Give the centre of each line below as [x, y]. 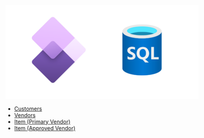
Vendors [25, 115]
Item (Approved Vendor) [45, 128]
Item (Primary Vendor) [42, 122]
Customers [28, 109]
